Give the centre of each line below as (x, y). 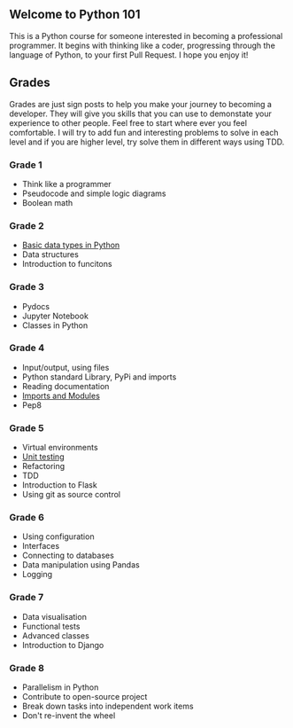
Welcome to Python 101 (75, 15)
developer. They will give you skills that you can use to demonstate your (140, 114)
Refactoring (43, 466)
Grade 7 (27, 598)
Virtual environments (60, 448)
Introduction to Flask (59, 485)
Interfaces (41, 546)
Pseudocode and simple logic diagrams (94, 193)
